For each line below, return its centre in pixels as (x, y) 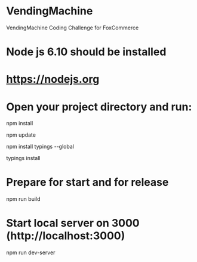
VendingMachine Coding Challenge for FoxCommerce (73, 28)
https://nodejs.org (53, 79)
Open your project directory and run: (99, 107)
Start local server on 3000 (73, 223)
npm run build (23, 199)
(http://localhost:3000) (66, 236)
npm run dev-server (31, 252)
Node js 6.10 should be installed (86, 52)
